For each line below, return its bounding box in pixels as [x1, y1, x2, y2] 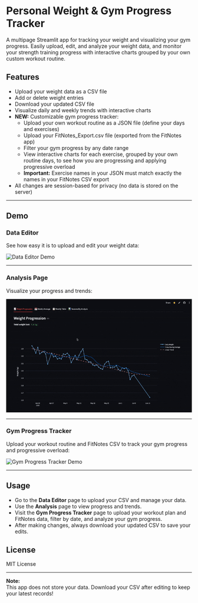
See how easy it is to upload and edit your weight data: [6, 242, 140, 249]
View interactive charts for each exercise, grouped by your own [23, 151, 178, 158]
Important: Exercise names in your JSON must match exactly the [23, 170, 181, 177]
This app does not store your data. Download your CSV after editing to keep [6, 584, 190, 591]
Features [6, 72, 39, 82]
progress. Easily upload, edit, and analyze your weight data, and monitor [6, 43, 181, 50]
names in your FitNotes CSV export [23, 175, 109, 182]
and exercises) [23, 125, 60, 132]
